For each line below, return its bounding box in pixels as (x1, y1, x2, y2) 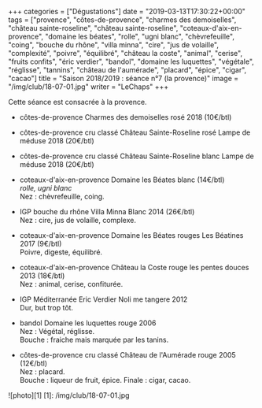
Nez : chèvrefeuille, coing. (19, 192, 105, 201)
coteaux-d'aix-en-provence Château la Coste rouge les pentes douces (19, 263, 249, 272)
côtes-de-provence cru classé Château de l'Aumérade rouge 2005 (19, 351, 236, 359)
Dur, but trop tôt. (19, 303, 73, 312)
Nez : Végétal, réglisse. (19, 327, 95, 336)
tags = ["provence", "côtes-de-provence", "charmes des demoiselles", (8, 15, 237, 24)
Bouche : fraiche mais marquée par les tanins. (19, 335, 169, 344)
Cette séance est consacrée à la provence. (8, 98, 147, 106)
